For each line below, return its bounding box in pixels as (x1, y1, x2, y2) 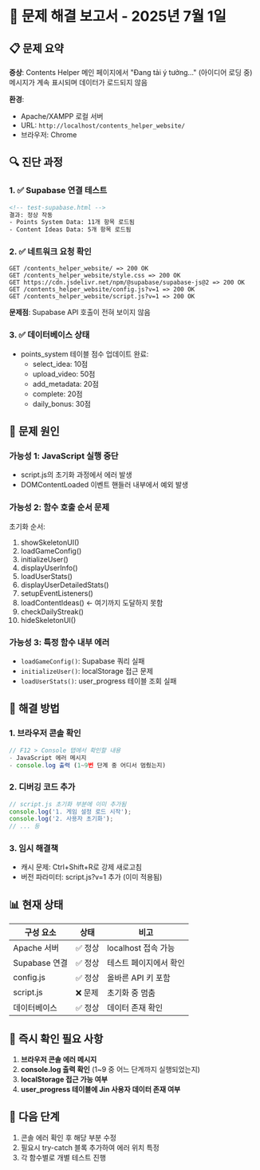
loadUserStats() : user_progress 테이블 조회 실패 (20, 676, 177, 686)
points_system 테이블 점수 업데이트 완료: (20, 349, 149, 359)
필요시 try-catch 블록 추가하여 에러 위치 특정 (20, 1142, 160, 1152)
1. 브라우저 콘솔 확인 (9, 727, 82, 739)
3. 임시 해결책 (9, 843, 59, 854)
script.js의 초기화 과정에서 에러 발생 (20, 470, 132, 479)
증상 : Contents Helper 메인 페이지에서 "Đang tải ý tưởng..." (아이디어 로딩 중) (9, 68, 253, 77)
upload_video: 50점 (32, 368, 96, 379)
